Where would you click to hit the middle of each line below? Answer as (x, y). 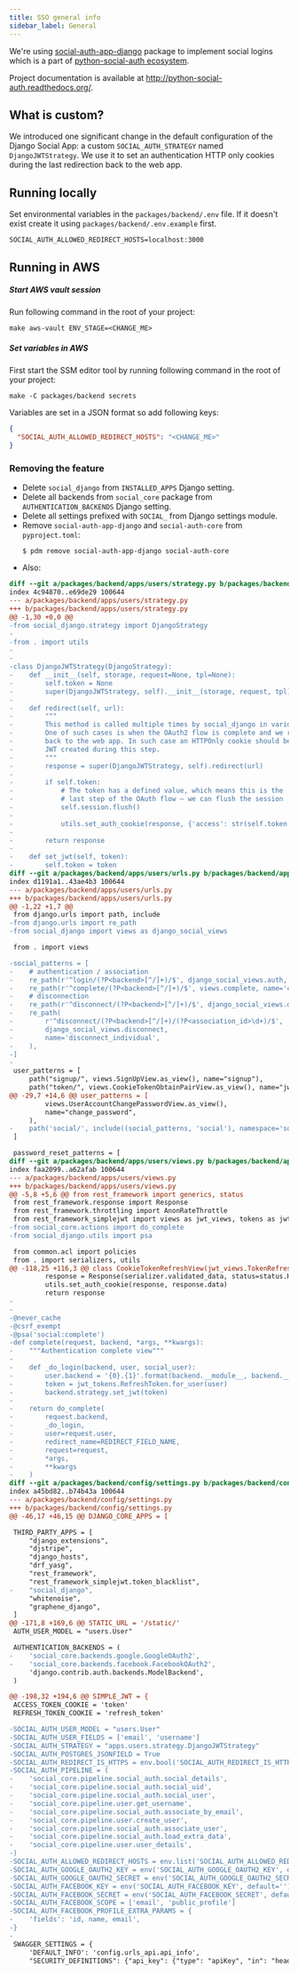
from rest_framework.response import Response (101, 1203)
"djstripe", (51, 1549)
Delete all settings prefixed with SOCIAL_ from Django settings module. (149, 516)
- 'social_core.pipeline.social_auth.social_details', (118, 1779)
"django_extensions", (69, 1541)
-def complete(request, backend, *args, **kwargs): (106, 1343)
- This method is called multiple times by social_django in (138, 725)
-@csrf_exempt (35, 1326)
